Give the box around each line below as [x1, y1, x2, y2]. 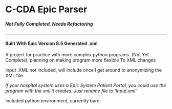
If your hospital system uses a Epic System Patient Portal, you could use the [5, 82, 166, 89]
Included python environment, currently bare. [5, 98, 101, 104]
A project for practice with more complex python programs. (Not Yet [5, 52, 149, 58]
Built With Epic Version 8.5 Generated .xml [5, 40, 98, 47]
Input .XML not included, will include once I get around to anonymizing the [5, 67, 162, 73]
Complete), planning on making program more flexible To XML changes [5, 57, 156, 63]
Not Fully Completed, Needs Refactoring [5, 20, 93, 27]
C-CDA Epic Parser [5, 4, 88, 15]
